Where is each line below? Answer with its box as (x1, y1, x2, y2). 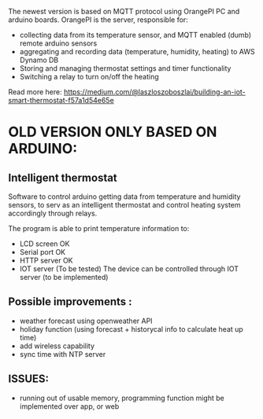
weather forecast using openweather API (19, 316, 153, 325)
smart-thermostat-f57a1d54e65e (8, 96, 114, 105)
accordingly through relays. (8, 208, 98, 218)
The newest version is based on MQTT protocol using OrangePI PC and (8, 7, 240, 16)
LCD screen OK (19, 239, 70, 248)
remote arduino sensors (19, 39, 98, 48)
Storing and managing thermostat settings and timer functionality (19, 64, 232, 73)
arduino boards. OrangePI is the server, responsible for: (8, 15, 189, 24)
